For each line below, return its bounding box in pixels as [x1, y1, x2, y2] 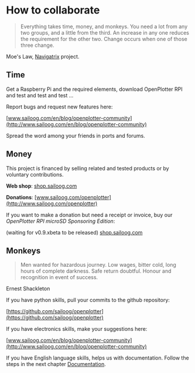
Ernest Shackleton [6, 285, 50, 292]
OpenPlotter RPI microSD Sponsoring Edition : [6, 218, 115, 225]
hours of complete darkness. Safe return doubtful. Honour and [20, 267, 172, 274]
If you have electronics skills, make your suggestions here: [6, 325, 148, 333]
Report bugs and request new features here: [6, 103, 113, 110]
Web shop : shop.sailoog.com [6, 182, 77, 189]
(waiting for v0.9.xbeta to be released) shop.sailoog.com [6, 229, 143, 236]
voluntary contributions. [6, 171, 64, 178]
